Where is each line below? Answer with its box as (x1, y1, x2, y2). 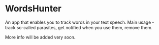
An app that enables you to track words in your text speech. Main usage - (5, 19, 154, 25)
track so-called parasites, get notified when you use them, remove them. (5, 24, 153, 30)
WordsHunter (5, 3, 62, 14)
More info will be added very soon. (5, 34, 76, 40)
